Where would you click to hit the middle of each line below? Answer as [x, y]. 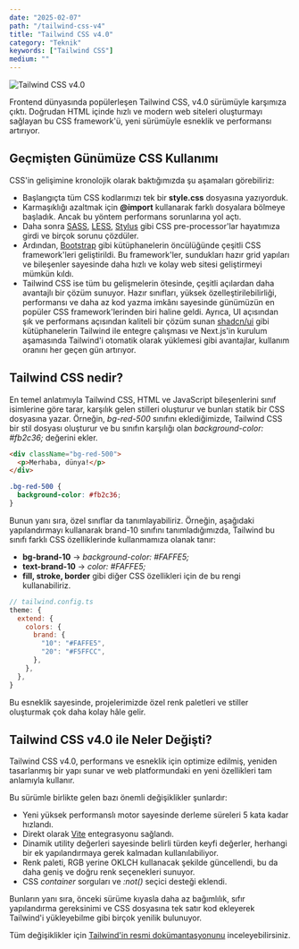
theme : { [25, 610]
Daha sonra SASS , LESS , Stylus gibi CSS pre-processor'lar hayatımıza [151, 226]
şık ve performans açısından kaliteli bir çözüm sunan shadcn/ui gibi [145, 321]
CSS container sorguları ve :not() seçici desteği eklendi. [125, 882]
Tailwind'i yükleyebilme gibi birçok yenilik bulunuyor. [106, 918]
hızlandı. [37, 825]
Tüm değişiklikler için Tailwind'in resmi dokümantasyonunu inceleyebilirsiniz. [150, 936]
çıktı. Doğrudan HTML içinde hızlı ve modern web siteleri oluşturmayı [136, 111]
